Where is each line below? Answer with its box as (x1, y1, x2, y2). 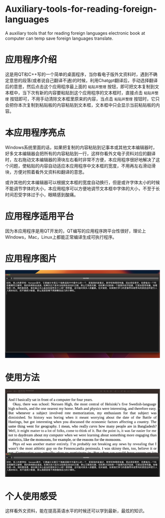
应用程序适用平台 (5, 211, 75, 222)
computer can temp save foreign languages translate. (5, 35, 113, 41)
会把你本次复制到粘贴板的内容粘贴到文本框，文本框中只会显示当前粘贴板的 (5, 102, 156, 108)
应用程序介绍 (5, 54, 57, 65)
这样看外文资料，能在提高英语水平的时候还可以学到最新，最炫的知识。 (5, 508, 147, 514)
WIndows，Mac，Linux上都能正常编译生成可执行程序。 (5, 234, 117, 240)
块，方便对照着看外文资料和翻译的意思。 (5, 169, 87, 175)
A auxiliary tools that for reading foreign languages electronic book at (5, 30, 145, 36)
